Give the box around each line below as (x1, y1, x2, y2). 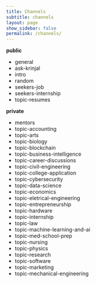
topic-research (14, 251, 51, 258)
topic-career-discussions (14, 157, 77, 164)
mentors (14, 119, 35, 126)
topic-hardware (14, 207, 53, 214)
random (14, 78, 34, 85)
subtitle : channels (6, 14, 54, 20)
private (6, 108, 25, 115)
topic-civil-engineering (14, 163, 71, 171)
